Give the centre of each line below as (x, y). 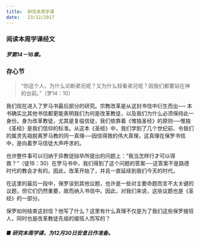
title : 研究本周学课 (30, 12)
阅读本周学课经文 (31, 39)
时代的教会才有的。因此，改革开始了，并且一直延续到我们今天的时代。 (92, 170)
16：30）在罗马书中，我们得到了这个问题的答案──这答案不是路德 (109, 163)
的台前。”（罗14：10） (47, 93)
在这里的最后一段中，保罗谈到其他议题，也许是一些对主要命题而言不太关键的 (100, 183)
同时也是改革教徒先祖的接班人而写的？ (63, 218)
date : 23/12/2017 (30, 17)
